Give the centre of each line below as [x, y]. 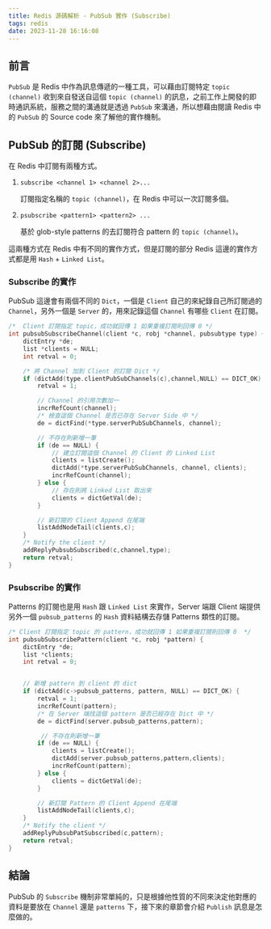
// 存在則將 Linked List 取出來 [101, 490]
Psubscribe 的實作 [45, 587]
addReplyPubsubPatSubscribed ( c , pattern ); [93, 834]
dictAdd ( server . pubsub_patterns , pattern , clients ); [138, 758]
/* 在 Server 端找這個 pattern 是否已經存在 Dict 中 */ [126, 714]
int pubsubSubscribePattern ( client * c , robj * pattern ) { [106, 640]
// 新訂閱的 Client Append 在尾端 [91, 520]
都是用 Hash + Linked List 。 [62, 259]
